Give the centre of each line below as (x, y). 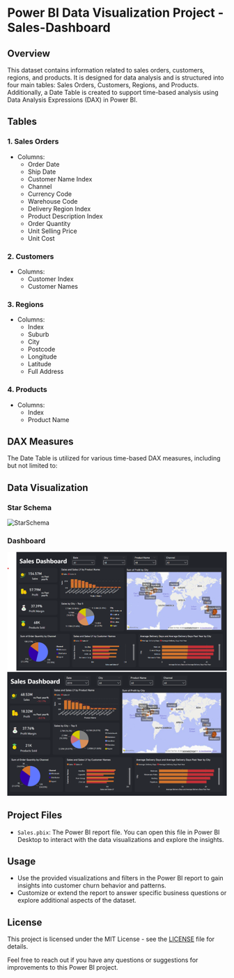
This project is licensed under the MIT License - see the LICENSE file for (111, 939)
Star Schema (30, 507)
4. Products (27, 390)
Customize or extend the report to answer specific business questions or (122, 893)
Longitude (42, 356)
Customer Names (53, 286)
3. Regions (25, 304)
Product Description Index (65, 216)
